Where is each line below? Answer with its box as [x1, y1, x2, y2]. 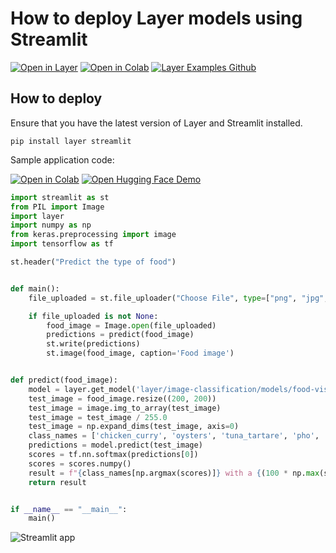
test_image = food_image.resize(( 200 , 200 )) [28, 393, 217, 404]
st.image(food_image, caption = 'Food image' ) [46, 348, 235, 359]
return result [28, 477, 87, 487]
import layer [10, 211, 65, 221]
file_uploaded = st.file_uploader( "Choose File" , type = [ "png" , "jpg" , [28, 293, 329, 303]
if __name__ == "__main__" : [10, 504, 128, 514]
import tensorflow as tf [10, 239, 114, 249]
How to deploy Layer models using [10, 7, 303, 30]
